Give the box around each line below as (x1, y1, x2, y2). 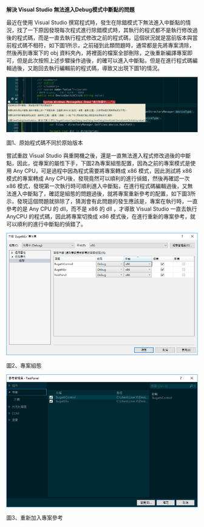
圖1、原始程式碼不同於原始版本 (6, 139, 83, 146)
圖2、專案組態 (6, 362, 42, 369)
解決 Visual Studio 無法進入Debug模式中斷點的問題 (6, 6, 135, 13)
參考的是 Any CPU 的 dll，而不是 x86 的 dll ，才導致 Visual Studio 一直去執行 (6, 205, 197, 212)
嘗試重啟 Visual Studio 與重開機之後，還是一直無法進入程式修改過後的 (6, 152, 180, 159)
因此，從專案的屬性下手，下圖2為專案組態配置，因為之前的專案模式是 (16, 159, 191, 167)
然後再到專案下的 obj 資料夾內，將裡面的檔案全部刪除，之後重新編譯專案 (6, 49, 188, 57)
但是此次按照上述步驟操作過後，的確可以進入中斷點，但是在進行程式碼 (16, 57, 192, 64)
